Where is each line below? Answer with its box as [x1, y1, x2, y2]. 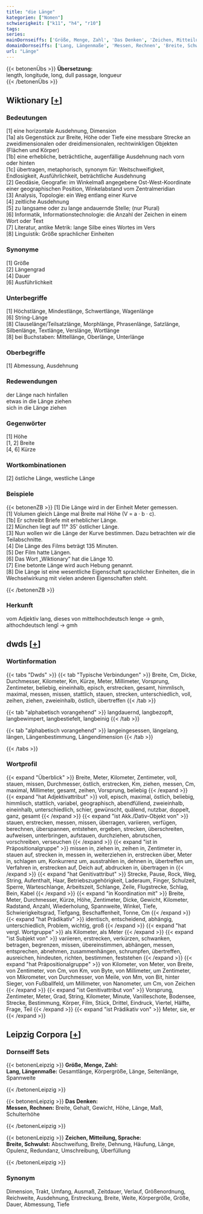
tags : [6, 25, 20, 32]
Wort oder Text [6, 218, 44, 225]
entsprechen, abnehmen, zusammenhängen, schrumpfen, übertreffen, [6, 947, 182, 955]
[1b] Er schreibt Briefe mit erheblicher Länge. [6, 516, 118, 524]
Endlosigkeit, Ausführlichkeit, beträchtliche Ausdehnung [6, 172, 146, 179]
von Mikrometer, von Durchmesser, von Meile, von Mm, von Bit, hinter [6, 973, 180, 981]
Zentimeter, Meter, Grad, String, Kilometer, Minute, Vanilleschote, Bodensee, [6, 992, 196, 1000]
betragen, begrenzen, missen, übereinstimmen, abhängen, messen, [6, 941, 175, 949]
